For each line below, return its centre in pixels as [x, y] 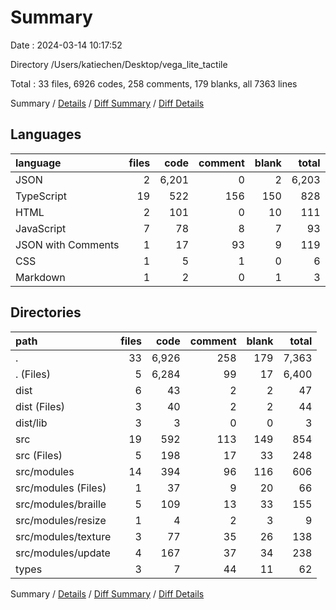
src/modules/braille [61, 504]
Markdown [40, 277]
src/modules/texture [63, 536]
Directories [46, 312]
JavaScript [41, 228]
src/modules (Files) [61, 488]
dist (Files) [40, 406]
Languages [46, 134]
